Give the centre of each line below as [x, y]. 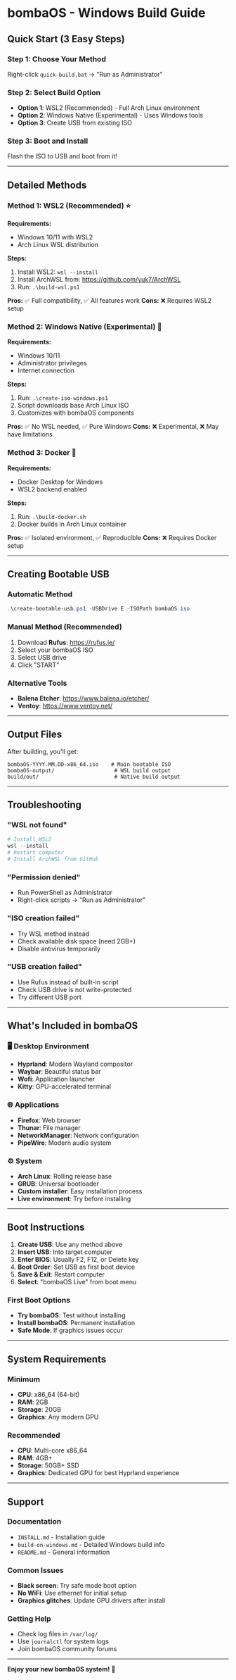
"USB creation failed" [45, 967]
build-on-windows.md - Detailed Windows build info [91, 1544]
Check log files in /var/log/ [58, 1634]
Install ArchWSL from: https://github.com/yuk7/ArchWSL [99, 280]
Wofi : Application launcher [56, 1079]
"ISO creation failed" [44, 918]
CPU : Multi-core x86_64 [52, 1450]
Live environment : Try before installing [74, 1199]
